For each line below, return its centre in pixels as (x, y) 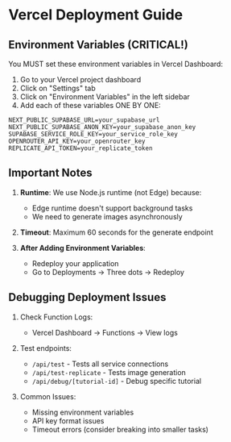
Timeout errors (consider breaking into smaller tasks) (120, 429)
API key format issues (68, 420)
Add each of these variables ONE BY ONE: (90, 105)
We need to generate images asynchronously (107, 216)
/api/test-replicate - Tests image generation (109, 372)
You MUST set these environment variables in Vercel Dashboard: (116, 64)
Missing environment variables (83, 412)
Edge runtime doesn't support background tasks (112, 208)
